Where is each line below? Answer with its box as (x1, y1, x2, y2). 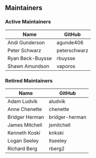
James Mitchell (7, 121, 42, 128)
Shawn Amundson (7, 63, 50, 69)
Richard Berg (7, 145, 38, 152)
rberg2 (48, 145, 65, 152)
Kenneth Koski (7, 129, 40, 136)
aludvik (48, 98, 66, 105)
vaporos (57, 63, 76, 69)
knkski (48, 129, 64, 136)
